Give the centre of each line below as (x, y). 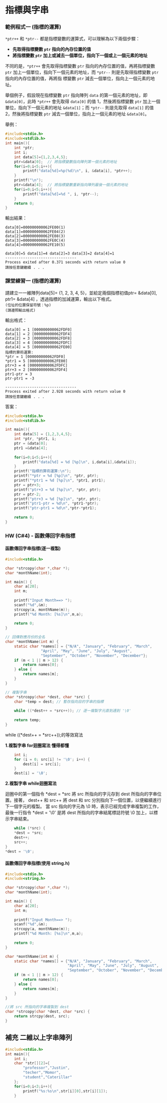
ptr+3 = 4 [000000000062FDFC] (37, 365)
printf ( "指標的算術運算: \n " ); (43, 471)
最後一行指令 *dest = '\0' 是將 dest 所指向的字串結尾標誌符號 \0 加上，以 (80, 813)
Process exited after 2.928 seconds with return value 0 (65, 391)
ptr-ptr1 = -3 (20, 378)
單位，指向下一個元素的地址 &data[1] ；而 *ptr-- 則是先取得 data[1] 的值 (80, 108)
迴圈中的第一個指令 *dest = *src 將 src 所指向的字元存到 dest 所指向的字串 (81, 794)
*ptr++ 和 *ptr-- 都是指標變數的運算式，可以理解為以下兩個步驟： (73, 39)
